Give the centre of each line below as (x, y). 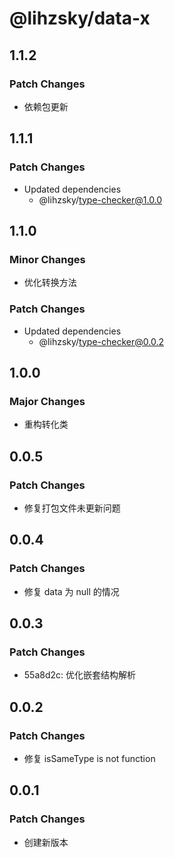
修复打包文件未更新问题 (72, 508)
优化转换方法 (50, 283)
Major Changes (47, 401)
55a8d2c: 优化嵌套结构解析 (80, 675)
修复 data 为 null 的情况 (71, 591)
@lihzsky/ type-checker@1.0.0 (100, 199)
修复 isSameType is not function (89, 758)
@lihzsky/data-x (80, 18)
